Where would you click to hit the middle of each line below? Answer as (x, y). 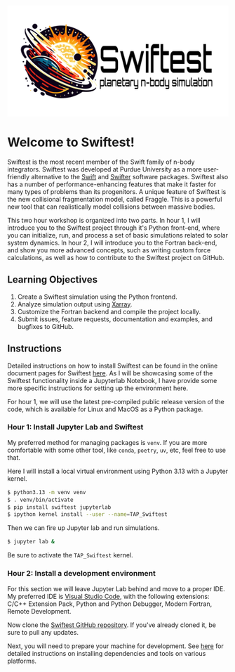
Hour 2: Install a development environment (81, 574)
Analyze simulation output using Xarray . (75, 304)
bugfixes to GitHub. (46, 326)
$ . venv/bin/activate (40, 500)
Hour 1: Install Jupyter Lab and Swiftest (75, 427)
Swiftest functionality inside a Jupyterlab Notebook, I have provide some (112, 380)
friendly (19, 176)
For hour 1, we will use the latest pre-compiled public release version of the (116, 401)
